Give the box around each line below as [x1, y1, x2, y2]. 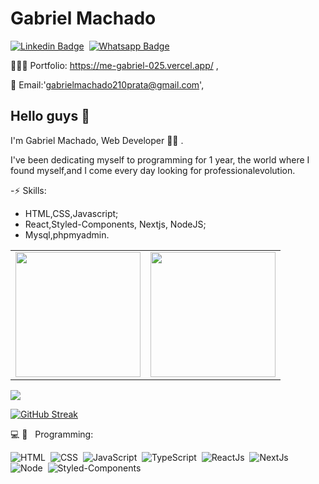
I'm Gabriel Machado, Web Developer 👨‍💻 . [10, 134, 184, 146]
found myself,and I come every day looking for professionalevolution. [10, 164, 296, 176]
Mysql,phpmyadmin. [24, 228, 110, 241]
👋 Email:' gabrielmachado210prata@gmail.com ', [10, 78, 205, 91]
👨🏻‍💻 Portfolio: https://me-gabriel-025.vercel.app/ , [10, 59, 219, 71]
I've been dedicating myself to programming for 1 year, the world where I [10, 153, 310, 166]
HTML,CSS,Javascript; [24, 207, 119, 219]
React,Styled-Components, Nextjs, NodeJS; [24, 218, 207, 230]
